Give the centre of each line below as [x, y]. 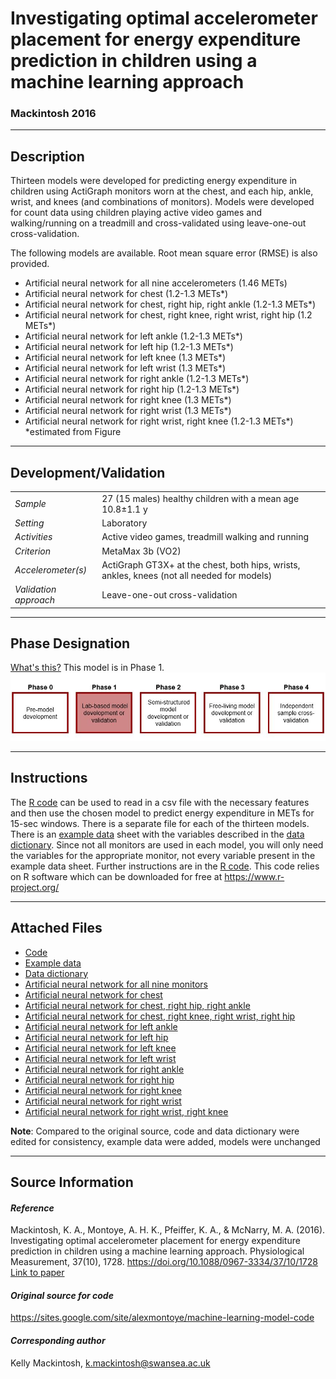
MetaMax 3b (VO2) [141, 551]
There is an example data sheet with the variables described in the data [157, 834]
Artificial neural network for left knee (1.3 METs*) [125, 358]
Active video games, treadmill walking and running [205, 537]
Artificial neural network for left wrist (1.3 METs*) [125, 368]
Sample [30, 504]
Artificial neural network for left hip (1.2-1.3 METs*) [129, 347]
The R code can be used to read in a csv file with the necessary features [160, 802]
